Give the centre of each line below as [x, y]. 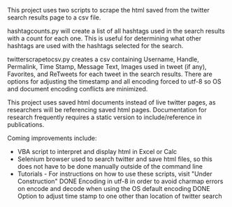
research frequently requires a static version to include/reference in [104, 117]
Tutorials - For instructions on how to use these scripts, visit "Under [115, 174]
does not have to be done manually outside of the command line [110, 166]
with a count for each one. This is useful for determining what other [104, 38]
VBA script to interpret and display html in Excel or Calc [97, 152]
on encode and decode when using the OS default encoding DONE [114, 189]
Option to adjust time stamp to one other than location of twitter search [119, 196]
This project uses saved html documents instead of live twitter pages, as [111, 102]
